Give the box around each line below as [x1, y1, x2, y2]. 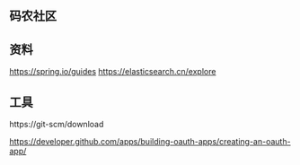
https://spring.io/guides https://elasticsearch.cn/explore [9, 66, 216, 77]
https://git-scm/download [9, 119, 104, 130]
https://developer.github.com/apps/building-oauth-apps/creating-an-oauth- [9, 136, 291, 147]
